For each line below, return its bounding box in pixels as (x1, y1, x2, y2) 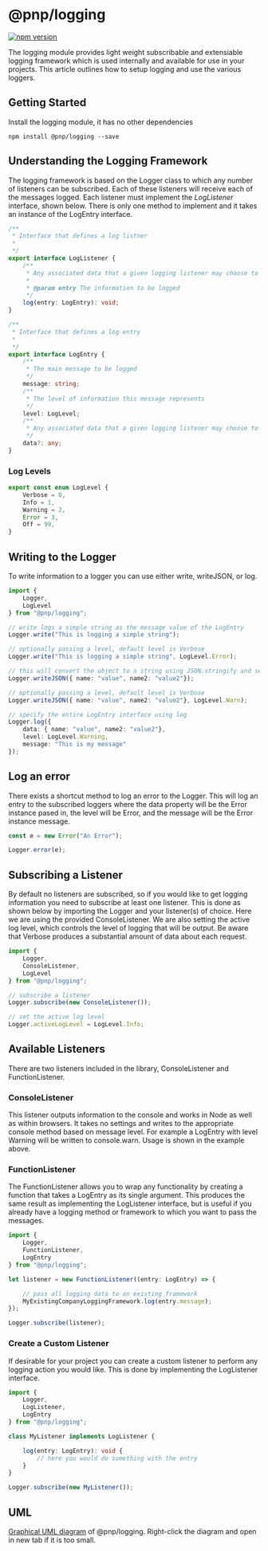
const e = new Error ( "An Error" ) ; (8, 832, 124, 840)
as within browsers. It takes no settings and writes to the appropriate (8, 1119, 234, 1128)
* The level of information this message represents (26, 395, 205, 403)
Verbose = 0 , (22, 490, 66, 499)
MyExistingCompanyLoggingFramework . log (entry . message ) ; (22, 1297, 213, 1305)
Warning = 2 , (22, 506, 66, 514)
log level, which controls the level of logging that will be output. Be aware (8, 923, 249, 933)
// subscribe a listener (8, 991, 91, 999)
